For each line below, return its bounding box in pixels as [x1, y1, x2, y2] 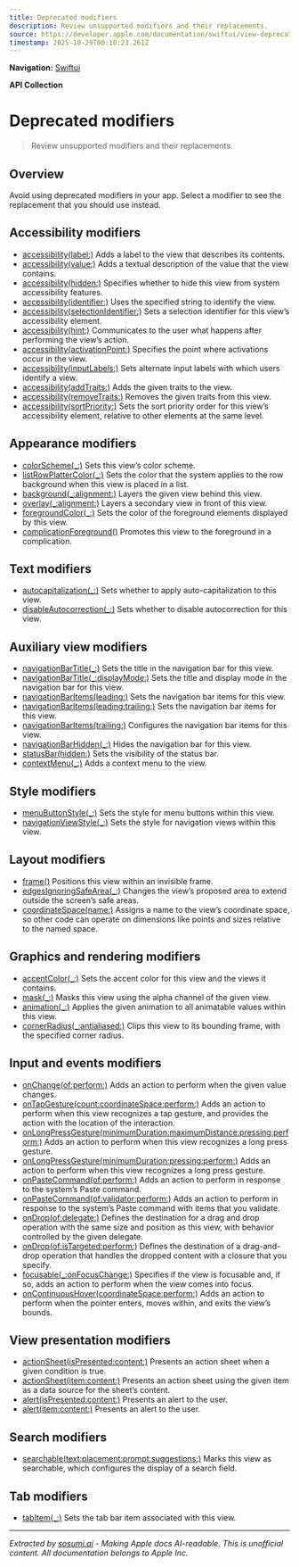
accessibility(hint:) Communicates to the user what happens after [21, 325, 263, 336]
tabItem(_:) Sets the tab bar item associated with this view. [21, 1512, 237, 1522]
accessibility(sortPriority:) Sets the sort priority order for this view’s [21, 401, 269, 411]
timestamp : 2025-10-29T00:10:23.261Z [9, 37, 149, 47]
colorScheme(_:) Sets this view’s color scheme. [21, 460, 196, 470]
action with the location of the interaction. [21, 1117, 175, 1128]
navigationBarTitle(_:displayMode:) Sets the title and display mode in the [21, 673, 287, 684]
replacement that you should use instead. [9, 200, 162, 210]
